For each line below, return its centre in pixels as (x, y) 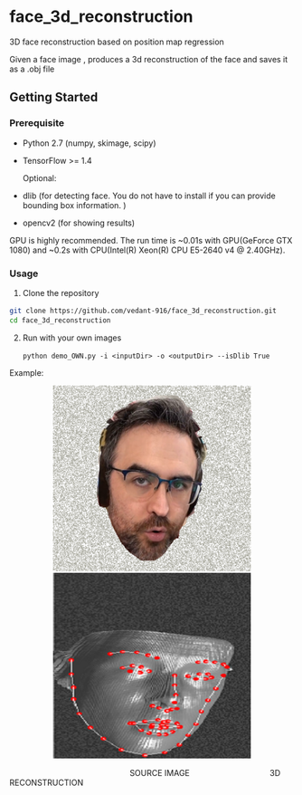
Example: (27, 372)
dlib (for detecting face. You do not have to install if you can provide (149, 196)
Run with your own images (72, 338)
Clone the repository (61, 292)
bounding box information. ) (74, 205)
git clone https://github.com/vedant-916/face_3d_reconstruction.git (143, 311)
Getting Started (54, 97)
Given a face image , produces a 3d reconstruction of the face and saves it (149, 59)
